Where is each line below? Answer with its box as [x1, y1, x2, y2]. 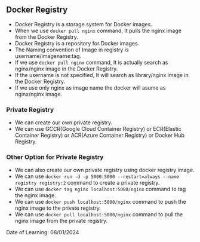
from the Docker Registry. [14, 33, 79, 41]
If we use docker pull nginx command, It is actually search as [14, 59, 168, 66]
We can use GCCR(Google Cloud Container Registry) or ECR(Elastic [14, 125, 182, 133]
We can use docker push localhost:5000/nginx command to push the [14, 198, 186, 206]
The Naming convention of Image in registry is [14, 46, 130, 53]
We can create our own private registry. [14, 119, 113, 126]
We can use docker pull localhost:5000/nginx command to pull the [14, 211, 183, 218]
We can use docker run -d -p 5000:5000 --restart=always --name [14, 173, 179, 180]
